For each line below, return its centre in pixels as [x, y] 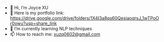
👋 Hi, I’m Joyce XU [29, 8]
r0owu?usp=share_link [33, 23]
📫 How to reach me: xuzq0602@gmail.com [55, 34]
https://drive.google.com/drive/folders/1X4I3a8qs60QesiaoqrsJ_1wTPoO [84, 18]
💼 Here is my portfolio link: [37, 13]
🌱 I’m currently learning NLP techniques [51, 29]
